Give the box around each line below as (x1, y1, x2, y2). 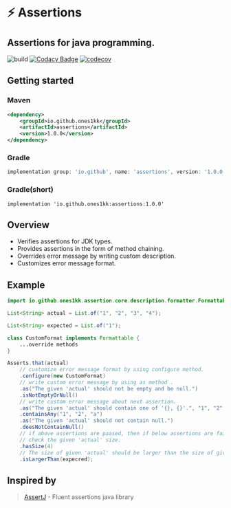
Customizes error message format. (16, 259, 116, 267)
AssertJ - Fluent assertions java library (23, 493, 134, 501)
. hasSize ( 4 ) (19, 443, 54, 450)
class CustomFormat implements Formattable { (7, 334, 140, 342)
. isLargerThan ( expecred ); (19, 456, 94, 463)
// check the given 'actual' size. (19, 437, 122, 443)
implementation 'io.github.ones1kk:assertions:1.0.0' (7, 200, 165, 208)
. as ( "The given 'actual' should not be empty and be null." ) (19, 385, 198, 392)
